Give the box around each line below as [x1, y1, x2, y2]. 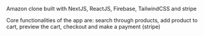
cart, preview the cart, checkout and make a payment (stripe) [6, 23, 161, 30]
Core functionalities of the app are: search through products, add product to [6, 17, 198, 23]
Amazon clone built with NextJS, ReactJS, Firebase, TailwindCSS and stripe [6, 5, 197, 12]
